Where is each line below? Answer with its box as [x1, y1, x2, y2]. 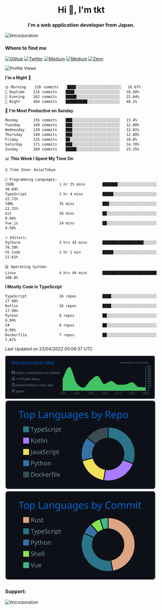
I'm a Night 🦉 [5, 75, 31, 80]
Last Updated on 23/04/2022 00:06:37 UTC [5, 346, 93, 352]
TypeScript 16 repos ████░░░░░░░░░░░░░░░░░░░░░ [5, 293, 157, 299]
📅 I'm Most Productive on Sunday [5, 108, 74, 113]
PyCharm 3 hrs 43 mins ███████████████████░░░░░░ [5, 240, 157, 245]
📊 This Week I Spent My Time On [5, 155, 74, 161]
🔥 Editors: [5, 235, 28, 240]
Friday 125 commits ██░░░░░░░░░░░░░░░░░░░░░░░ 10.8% [5, 137, 137, 142]
